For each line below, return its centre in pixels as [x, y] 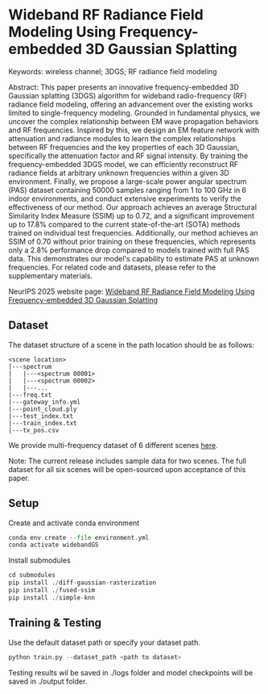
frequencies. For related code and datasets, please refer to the [112, 267]
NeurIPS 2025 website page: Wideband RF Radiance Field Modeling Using [132, 291]
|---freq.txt [30, 395]
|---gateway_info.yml [45, 402]
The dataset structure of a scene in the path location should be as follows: [132, 345]
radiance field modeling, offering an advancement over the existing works [131, 104]
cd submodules [32, 575]
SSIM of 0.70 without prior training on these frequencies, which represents [132, 241]
